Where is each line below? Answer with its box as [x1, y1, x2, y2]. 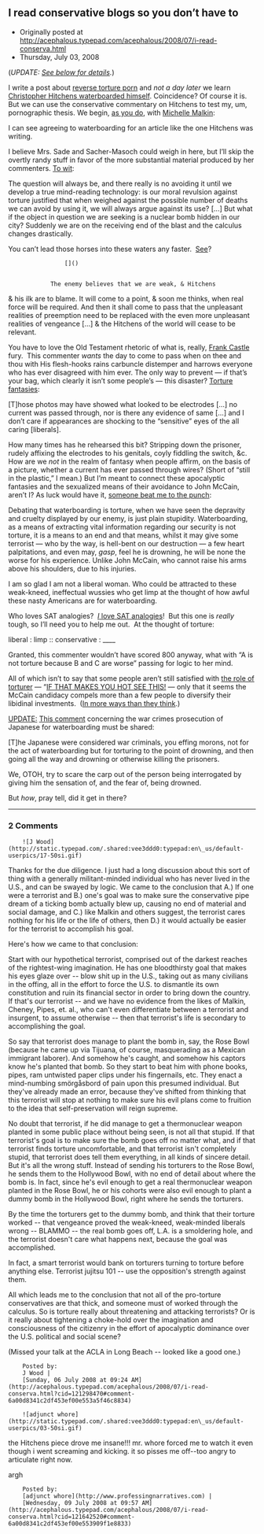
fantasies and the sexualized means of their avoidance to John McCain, [8, 482, 240, 491]
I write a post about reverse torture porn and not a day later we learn [8, 83, 231, 92]
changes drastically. [8, 228, 73, 238]
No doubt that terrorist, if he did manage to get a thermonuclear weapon [8, 1119, 242, 1129]
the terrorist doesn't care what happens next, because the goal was [8, 1235, 228, 1244]
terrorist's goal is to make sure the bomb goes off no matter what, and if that [8, 1136, 256, 1145]
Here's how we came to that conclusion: [8, 940, 139, 949]
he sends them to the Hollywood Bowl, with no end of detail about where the [8, 1169, 256, 1179]
